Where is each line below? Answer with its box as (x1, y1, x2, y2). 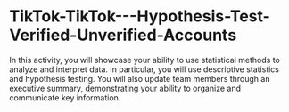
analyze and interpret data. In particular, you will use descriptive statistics (9, 64, 279, 75)
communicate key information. (9, 92, 121, 103)
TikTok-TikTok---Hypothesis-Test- (9, 6, 270, 27)
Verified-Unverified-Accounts (9, 25, 237, 45)
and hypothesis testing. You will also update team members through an (9, 73, 270, 84)
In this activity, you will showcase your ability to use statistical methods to (9, 54, 281, 65)
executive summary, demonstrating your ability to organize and (9, 83, 241, 93)
